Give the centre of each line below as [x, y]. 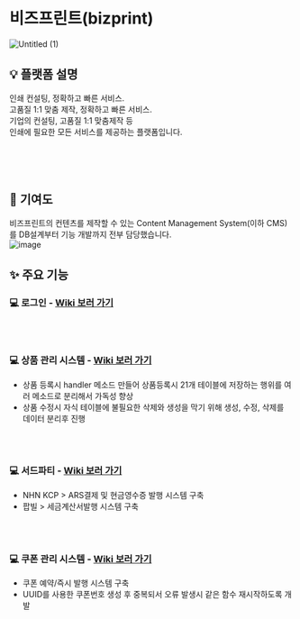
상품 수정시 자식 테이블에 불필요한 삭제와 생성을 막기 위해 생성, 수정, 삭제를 [153, 407]
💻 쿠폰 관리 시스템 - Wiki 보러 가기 [81, 559]
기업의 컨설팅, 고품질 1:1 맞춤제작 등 [71, 120]
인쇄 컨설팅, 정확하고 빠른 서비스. [67, 98]
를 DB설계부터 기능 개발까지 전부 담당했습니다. [91, 234]
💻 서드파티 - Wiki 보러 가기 [66, 471]
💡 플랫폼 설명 [44, 74]
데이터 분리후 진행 [54, 418]
